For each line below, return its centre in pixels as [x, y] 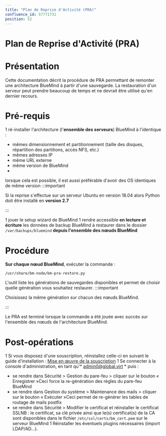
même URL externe [32, 160]
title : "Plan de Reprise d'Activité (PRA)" [51, 10]
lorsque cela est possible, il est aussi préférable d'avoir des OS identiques [81, 181]
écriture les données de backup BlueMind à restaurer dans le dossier [76, 225]
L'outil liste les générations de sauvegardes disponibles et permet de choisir [83, 283]
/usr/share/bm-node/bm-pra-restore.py [45, 274]
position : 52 [19, 19]
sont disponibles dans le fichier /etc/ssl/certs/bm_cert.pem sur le [80, 418]
